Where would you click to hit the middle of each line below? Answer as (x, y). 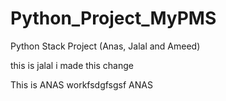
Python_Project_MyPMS (113, 18)
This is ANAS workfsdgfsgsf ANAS (81, 84)
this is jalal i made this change (72, 65)
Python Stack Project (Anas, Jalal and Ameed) (105, 46)
